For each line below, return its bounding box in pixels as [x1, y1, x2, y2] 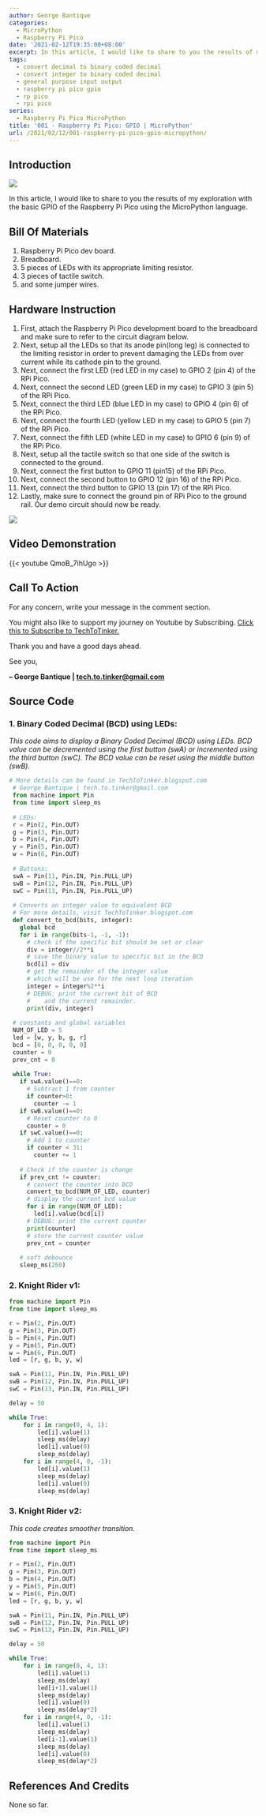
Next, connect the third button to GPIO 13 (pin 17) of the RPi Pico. [20, 483, 232, 493]
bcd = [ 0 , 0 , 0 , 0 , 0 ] [12, 1041, 88, 1049]
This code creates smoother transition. [9, 1523, 136, 1533]
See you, [9, 656, 38, 666]
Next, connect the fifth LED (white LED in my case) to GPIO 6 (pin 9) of [20, 433, 251, 442]
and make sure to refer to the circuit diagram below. [20, 332, 189, 342]
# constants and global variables [12, 1019, 126, 1027]
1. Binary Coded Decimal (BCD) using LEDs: [9, 719, 178, 729]
